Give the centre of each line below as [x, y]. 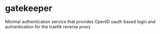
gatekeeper [29, 8]
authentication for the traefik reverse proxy [48, 26]
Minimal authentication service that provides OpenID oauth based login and [80, 22]
